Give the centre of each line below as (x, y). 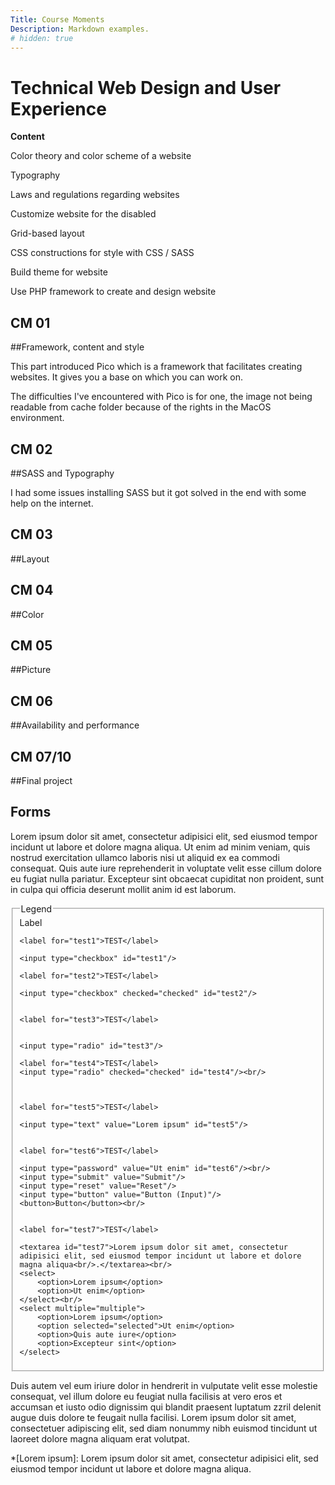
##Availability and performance (75, 725)
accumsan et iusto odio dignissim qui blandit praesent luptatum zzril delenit (166, 1407)
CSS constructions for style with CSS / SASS (102, 253)
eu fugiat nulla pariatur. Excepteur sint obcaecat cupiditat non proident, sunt (167, 878)
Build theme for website (59, 272)
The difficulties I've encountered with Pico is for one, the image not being (161, 397)
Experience (58, 108)
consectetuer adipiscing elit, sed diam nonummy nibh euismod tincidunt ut (164, 1428)
